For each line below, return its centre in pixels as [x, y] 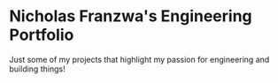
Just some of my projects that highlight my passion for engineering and [139, 59]
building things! [37, 69]
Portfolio [42, 35]
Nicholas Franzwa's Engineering [131, 16]
